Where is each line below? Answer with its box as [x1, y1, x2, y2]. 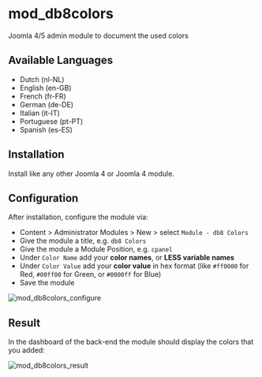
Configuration [8, 191, 79, 205]
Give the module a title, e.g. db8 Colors [19, 236, 147, 245]
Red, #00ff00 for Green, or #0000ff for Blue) [19, 270, 162, 279]
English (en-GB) [19, 83, 72, 92]
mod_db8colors [8, 5, 114, 23]
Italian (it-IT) [19, 108, 61, 118]
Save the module [19, 278, 75, 288]
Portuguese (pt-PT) [19, 116, 84, 126]
